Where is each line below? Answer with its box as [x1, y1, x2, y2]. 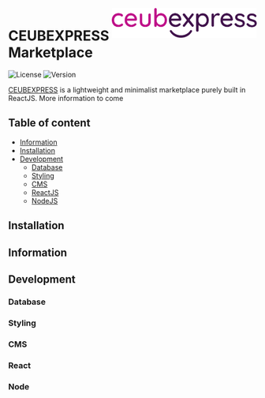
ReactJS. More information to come [8, 93, 124, 103]
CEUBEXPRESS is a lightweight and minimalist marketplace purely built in [8, 84, 246, 94]
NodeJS [31, 196, 58, 205]
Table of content [8, 116, 91, 130]
